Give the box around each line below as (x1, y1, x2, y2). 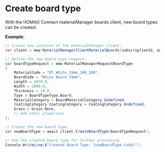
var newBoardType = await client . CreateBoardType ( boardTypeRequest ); (5, 129, 151, 134)
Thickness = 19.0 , (14, 88, 52, 93)
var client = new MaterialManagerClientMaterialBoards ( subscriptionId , (5, 47, 155, 53)
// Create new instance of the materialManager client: (5, 43, 122, 48)
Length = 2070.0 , (14, 79, 50, 85)
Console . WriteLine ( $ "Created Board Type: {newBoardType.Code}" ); (5, 142, 141, 147)
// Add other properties (14, 111, 65, 116)
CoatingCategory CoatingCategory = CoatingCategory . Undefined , (14, 102, 146, 107)
